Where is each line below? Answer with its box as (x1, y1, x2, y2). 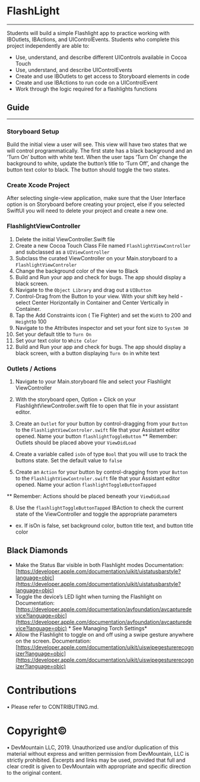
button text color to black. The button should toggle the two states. (7, 166, 170, 173)
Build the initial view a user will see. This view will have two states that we (7, 141, 188, 148)
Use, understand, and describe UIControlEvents (15, 66, 132, 73)
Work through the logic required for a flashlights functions (15, 85, 158, 92)
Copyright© (7, 724, 67, 737)
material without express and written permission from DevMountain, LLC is (7, 750, 189, 757)
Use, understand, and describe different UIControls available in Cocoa (15, 54, 188, 61)
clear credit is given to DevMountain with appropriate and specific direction (7, 762, 191, 769)
